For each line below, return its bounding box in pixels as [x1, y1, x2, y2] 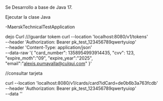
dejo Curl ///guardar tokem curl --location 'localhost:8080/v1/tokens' [5, 34, 148, 39]
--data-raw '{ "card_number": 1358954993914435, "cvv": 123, [5, 50, 135, 56]
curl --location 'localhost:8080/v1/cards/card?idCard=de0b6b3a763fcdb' [5, 80, 158, 86]
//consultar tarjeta [5, 70, 43, 76]
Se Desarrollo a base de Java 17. [5, 5, 73, 10]
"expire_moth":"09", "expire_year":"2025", [5, 55, 93, 61]
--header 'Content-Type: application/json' [5, 44, 92, 50]
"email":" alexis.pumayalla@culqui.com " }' [5, 61, 92, 66]
